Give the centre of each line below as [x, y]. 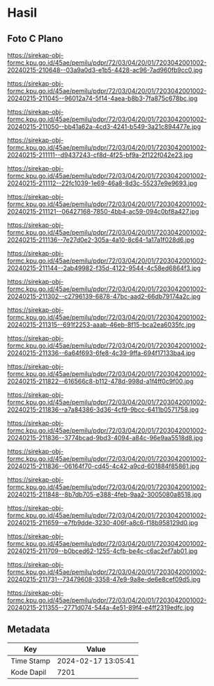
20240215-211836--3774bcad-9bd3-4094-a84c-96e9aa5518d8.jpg [105, 438]
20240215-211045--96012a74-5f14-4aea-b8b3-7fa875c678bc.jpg [102, 98]
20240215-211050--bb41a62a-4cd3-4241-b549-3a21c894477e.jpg [104, 126]
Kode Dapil [29, 672]
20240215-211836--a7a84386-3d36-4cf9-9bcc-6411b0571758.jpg [103, 410]
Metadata [29, 629]
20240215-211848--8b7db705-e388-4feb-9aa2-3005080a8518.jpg [105, 494]
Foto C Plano [35, 39]
